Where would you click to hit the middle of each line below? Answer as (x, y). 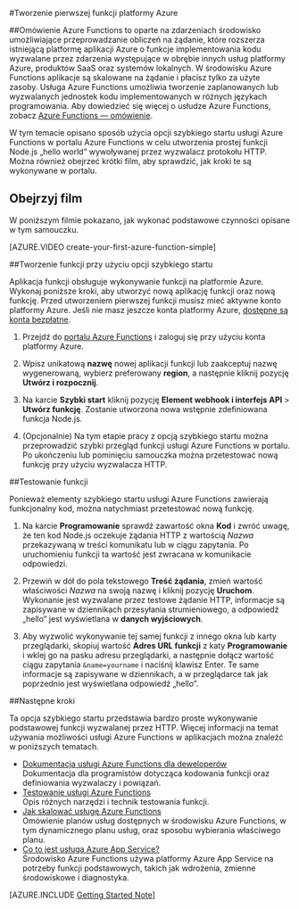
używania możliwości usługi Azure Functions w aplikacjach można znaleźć (146, 737)
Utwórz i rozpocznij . (60, 382)
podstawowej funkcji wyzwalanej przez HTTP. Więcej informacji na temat (144, 727)
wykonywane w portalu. (53, 170)
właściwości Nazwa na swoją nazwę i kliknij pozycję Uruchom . (138, 590)
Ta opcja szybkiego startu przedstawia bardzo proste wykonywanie (133, 718)
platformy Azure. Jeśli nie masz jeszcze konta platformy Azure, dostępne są (149, 310)
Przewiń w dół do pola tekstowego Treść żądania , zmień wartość (142, 581)
